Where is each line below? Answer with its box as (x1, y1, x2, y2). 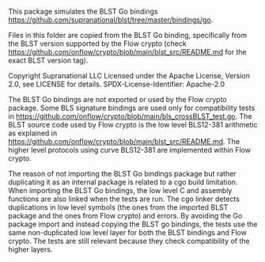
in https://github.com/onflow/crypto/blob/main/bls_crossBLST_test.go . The (8, 112, 252, 121)
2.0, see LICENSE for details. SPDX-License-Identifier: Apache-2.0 (8, 79, 225, 89)
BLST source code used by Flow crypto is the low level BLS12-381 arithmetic (8, 120, 258, 129)
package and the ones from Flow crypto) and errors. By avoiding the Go (8, 211, 243, 220)
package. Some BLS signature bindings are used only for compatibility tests (8, 103, 256, 112)
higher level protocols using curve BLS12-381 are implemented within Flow (8, 146, 252, 154)
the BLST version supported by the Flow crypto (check (8, 39, 187, 48)
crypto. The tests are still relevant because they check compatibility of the (8, 237, 251, 245)
